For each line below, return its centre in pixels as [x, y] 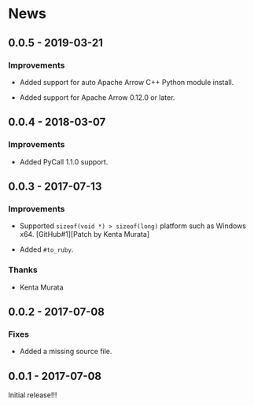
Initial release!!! [33, 395]
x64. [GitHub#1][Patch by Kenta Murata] [85, 234]
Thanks [23, 270]
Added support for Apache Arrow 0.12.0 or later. [97, 97]
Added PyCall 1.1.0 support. [64, 161]
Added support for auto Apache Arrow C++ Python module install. [127, 82]
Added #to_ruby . [46, 249]
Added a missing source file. [66, 352]
